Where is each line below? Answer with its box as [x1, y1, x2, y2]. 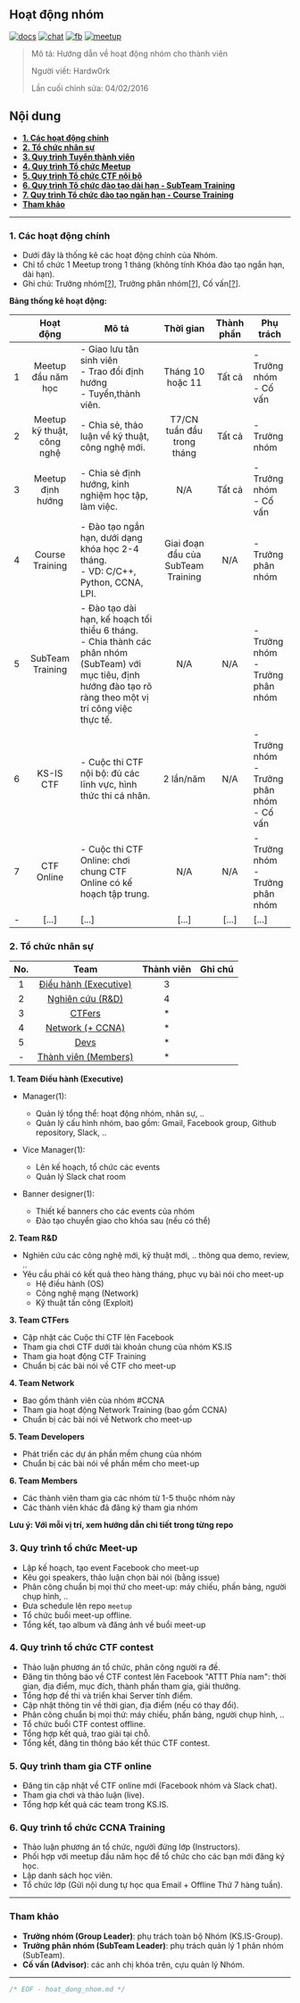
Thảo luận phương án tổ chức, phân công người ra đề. [21, 1661, 221, 1673]
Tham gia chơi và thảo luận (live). [21, 1790, 145, 1800]
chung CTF [79, 865, 128, 878]
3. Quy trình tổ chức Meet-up [9, 1542, 138, 1555]
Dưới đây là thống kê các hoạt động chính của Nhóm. [21, 249, 219, 260]
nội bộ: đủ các [79, 767, 140, 780]
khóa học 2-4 [79, 542, 140, 555]
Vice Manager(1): [21, 1145, 86, 1156]
